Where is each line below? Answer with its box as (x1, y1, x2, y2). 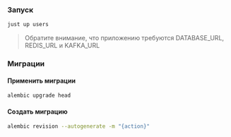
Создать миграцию (7, 107, 69, 116)
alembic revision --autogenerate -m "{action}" (7, 123, 150, 130)
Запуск (7, 5, 34, 15)
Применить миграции (7, 76, 76, 85)
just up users (7, 21, 49, 28)
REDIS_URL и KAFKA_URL (24, 41, 100, 50)
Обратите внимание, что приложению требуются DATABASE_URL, (24, 34, 225, 42)
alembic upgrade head (7, 92, 71, 100)
